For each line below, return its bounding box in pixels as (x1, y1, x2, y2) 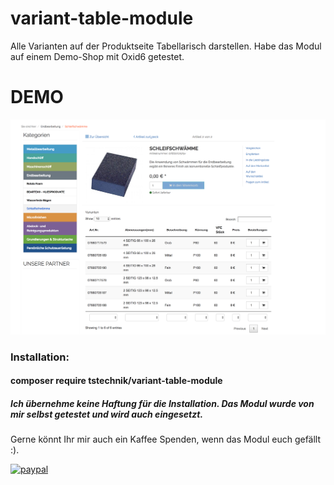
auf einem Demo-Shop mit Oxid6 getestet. (10, 50, 185, 62)
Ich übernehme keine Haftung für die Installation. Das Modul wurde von (10, 398, 315, 410)
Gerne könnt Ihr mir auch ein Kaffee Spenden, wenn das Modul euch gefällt (10, 433, 322, 446)
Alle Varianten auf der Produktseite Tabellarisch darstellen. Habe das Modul (10, 40, 322, 52)
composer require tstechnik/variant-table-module (10, 375, 223, 387)
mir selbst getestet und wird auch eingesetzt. (10, 408, 204, 421)
